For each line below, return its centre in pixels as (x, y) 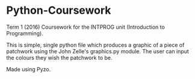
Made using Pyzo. (29, 69)
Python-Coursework (59, 10)
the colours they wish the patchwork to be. (59, 57)
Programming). (25, 33)
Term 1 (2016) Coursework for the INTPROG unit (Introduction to (86, 27)
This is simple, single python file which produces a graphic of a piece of (95, 45)
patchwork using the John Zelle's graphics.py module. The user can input (98, 51)
